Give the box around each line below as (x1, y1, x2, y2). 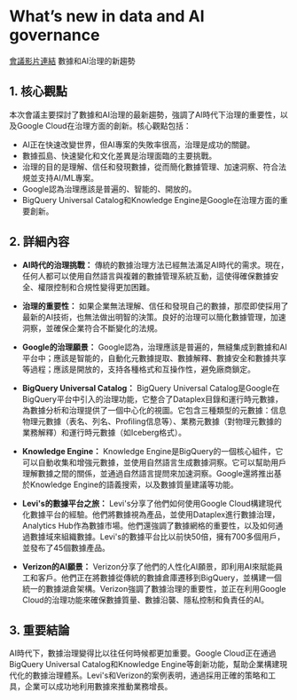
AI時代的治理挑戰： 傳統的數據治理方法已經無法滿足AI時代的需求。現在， (21, 259, 289, 270)
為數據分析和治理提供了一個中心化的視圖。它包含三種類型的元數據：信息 (21, 405, 286, 415)
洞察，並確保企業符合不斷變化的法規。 (21, 322, 162, 334)
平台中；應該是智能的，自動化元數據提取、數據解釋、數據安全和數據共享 (21, 352, 286, 363)
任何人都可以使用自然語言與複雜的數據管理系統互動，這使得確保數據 (21, 271, 271, 281)
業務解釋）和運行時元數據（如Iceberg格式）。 (21, 427, 187, 437)
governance (9, 25, 100, 45)
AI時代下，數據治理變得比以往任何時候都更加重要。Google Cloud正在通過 (9, 648, 277, 658)
